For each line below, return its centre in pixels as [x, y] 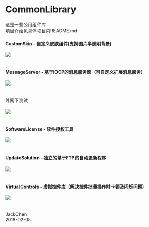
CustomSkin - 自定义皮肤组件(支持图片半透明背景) [59, 43]
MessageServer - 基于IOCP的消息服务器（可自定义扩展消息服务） [75, 72]
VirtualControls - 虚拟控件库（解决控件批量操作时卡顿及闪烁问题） [76, 187]
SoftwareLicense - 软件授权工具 [40, 129]
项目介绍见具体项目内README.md [41, 30]
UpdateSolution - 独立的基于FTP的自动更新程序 [56, 158]
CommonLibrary [41, 9]
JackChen [16, 214]
